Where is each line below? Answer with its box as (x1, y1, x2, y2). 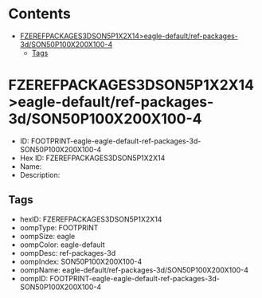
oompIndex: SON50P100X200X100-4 (19, 257, 143, 266)
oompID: (19, 273, 49, 283)
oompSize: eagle (19, 231, 76, 241)
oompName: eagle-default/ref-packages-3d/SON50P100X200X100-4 (19, 265, 249, 275)
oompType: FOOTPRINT (19, 222, 99, 232)
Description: (19, 170, 61, 179)
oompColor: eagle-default (19, 240, 105, 249)
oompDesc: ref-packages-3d (19, 248, 116, 257)
